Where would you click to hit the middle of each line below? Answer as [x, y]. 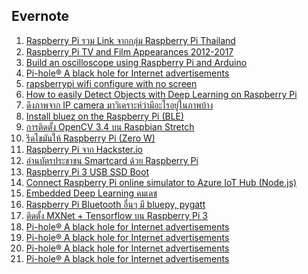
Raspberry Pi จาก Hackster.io [84, 149]
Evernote [40, 16]
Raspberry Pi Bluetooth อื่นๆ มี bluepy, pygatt [115, 204]
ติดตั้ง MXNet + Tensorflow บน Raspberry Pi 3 [116, 215]
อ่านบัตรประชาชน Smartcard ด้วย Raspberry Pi [112, 160]
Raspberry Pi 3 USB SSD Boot [87, 171]
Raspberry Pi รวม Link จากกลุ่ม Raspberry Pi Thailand [130, 40]
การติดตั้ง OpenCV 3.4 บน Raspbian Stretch [110, 126]
